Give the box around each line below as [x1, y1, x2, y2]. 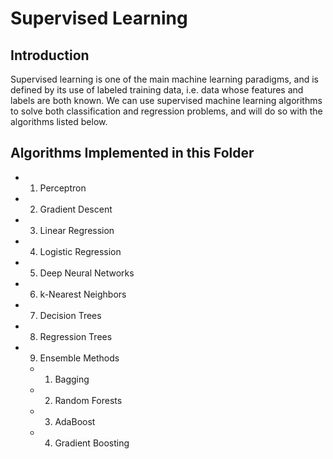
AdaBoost [54, 415, 96, 427]
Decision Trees [39, 309, 102, 321]
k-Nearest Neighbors [39, 288, 127, 300]
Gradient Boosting [54, 437, 130, 449]
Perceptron [39, 182, 87, 194]
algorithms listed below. [10, 116, 108, 127]
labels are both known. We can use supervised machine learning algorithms [10, 95, 323, 106]
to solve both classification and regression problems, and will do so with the [10, 105, 323, 117]
